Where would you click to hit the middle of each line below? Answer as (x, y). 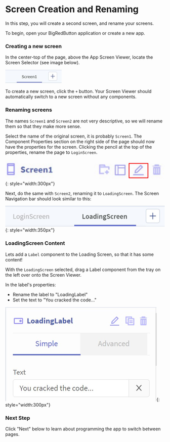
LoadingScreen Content (35, 243)
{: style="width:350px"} (30, 230)
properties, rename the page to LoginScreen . (51, 152)
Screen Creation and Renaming (72, 9)
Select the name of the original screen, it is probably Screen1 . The (74, 136)
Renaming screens (29, 110)
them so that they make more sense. (43, 126)
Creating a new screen (34, 46)
